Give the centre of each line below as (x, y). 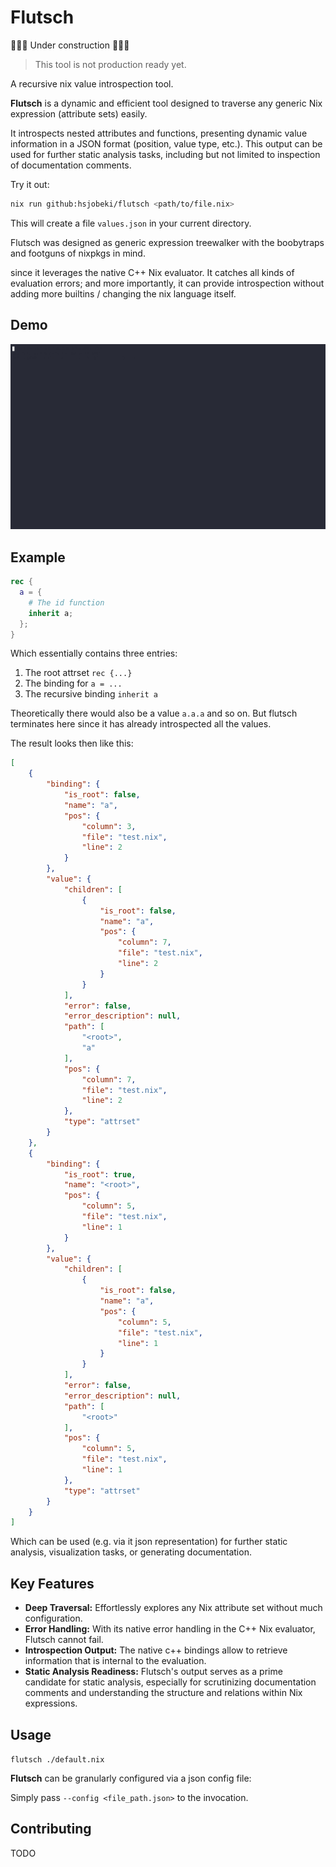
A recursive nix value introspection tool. (92, 83)
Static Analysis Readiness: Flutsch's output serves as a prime (153, 1672)
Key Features (52, 1583)
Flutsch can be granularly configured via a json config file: (131, 1778)
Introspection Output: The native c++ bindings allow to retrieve (156, 1650)
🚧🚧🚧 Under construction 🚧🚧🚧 (70, 45)
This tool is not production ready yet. (110, 64)
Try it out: (30, 184)
